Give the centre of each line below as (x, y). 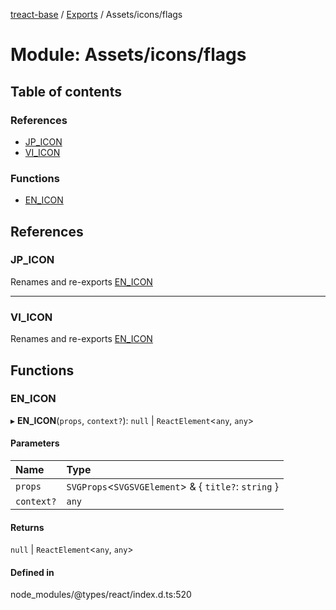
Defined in (32, 572)
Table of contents (66, 91)
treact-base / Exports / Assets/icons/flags (96, 14)
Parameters (35, 443)
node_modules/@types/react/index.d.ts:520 (101, 595)
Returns (27, 527)
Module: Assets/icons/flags (128, 55)
